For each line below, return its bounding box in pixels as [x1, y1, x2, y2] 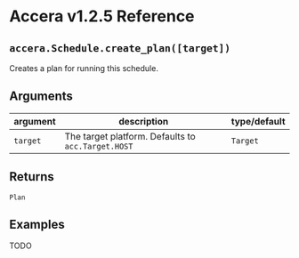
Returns [9, 169, 55, 184]
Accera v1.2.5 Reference [9, 6, 195, 27]
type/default [230, 115, 286, 127]
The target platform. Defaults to [64, 130, 196, 142]
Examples [9, 217, 65, 232]
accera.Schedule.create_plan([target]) [9, 42, 231, 54]
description [118, 115, 169, 127]
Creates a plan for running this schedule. [9, 63, 158, 73]
